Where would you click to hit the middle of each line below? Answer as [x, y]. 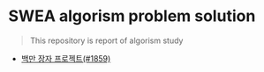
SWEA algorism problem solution [132, 16]
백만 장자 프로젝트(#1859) [66, 58]
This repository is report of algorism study [106, 40]
